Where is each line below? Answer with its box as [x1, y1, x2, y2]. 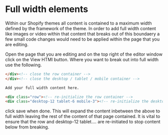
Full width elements [5, 4, 88, 15]
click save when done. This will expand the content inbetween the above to [5, 108, 160, 114]
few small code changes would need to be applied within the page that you [5, 36, 160, 42]
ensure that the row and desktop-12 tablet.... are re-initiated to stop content [5, 119, 161, 125]
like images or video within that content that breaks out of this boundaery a [5, 31, 160, 37]
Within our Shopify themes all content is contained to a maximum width [5, 20, 152, 26]
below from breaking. [5, 124, 49, 130]
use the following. [5, 62, 42, 68]
